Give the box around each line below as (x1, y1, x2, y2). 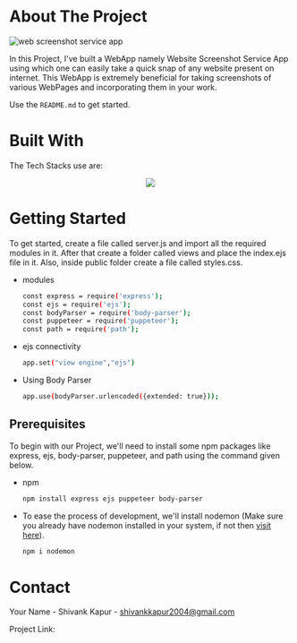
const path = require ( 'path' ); (21, 325, 140, 334)
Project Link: (9, 624, 55, 635)
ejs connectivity (21, 341, 81, 352)
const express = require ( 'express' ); (21, 291, 164, 301)
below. (9, 459, 34, 470)
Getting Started (9, 209, 127, 229)
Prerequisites (9, 416, 86, 432)
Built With (9, 131, 84, 151)
